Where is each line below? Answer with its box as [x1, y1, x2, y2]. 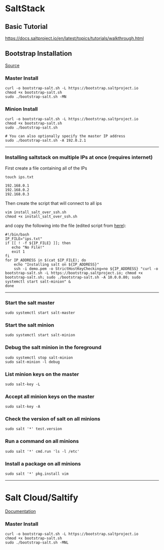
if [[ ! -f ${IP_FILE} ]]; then [5, 241, 71, 245]
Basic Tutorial [5, 22, 48, 31]
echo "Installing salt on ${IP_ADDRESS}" [14, 262, 99, 267]
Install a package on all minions [5, 460, 81, 467]
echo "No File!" [11, 245, 45, 250]
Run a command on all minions [5, 438, 79, 445]
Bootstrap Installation [5, 49, 72, 58]
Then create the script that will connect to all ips [5, 200, 102, 206]
